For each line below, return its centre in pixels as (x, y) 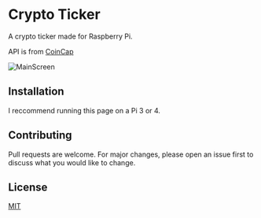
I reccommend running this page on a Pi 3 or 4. (85, 110)
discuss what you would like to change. (72, 162)
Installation (36, 92)
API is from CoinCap (41, 51)
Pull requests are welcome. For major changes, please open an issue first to (131, 154)
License (28, 187)
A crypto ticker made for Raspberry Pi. (70, 36)
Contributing (40, 135)
